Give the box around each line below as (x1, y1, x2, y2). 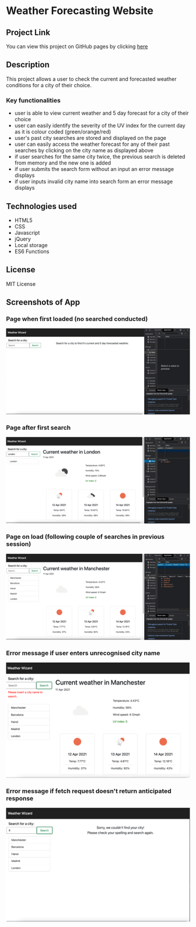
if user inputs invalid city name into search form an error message (14, 178, 173, 185)
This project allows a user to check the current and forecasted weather (6, 75, 177, 83)
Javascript (14, 229, 40, 236)
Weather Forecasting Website (6, 4, 153, 18)
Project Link (6, 28, 51, 37)
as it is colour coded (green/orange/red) (14, 128, 111, 135)
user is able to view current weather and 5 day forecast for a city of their (14, 110, 189, 117)
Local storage (14, 241, 48, 248)
